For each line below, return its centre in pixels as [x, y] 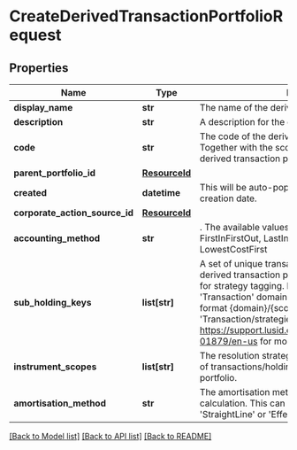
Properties [39, 68]
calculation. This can [242, 403]
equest [35, 35]
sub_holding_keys [53, 303]
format [213, 308]
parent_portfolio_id [54, 173]
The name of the [234, 108]
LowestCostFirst [233, 249]
